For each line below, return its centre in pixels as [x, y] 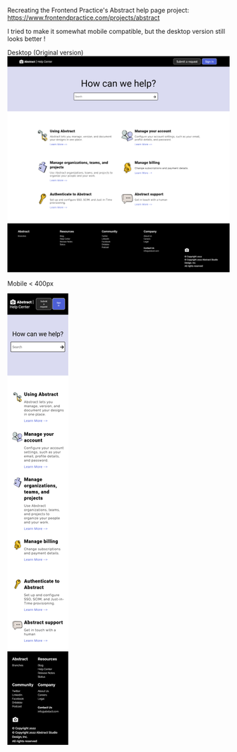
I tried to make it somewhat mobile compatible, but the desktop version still [116, 31]
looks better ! [26, 39]
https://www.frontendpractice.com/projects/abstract [84, 18]
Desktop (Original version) [45, 53]
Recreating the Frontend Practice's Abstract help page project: [98, 10]
